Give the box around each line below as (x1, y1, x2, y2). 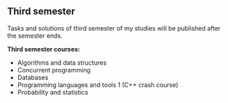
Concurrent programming (17, 65, 91, 74)
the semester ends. (7, 31, 63, 40)
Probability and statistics (17, 88, 89, 96)
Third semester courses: (7, 45, 80, 53)
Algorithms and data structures (17, 58, 107, 67)
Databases (17, 73, 49, 81)
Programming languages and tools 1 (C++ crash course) (17, 80, 179, 89)
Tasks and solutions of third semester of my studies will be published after (7, 24, 221, 32)
